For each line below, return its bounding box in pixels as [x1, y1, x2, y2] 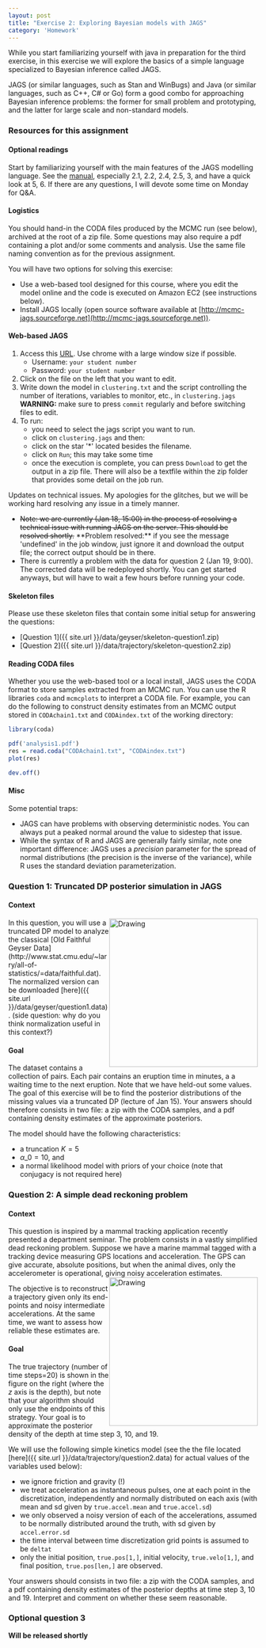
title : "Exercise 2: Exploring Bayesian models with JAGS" [8, 19, 207, 27]
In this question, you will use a [8, 918, 107, 927]
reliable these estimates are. [8, 1326, 101, 1335]
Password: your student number [31, 365, 136, 375]
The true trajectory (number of [8, 1361, 108, 1371]
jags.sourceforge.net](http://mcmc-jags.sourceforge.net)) [19, 313, 209, 322]
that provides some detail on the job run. [31, 474, 164, 484]
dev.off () [8, 769, 41, 777]
